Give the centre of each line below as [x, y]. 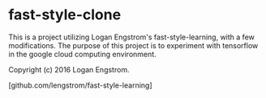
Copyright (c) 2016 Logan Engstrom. [69, 69]
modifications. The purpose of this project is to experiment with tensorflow [133, 45]
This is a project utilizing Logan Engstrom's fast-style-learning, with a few [132, 37]
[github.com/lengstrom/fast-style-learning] [80, 85]
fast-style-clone [65, 15]
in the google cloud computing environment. [82, 54]
